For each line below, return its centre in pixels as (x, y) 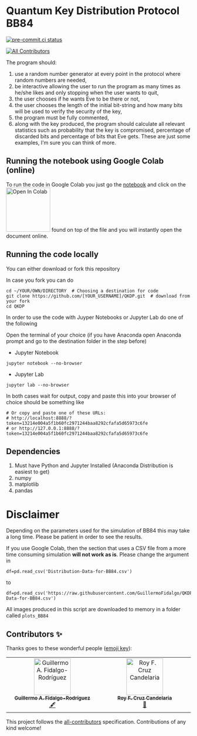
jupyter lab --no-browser (38, 385)
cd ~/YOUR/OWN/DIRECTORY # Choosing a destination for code (82, 291)
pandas (24, 491)
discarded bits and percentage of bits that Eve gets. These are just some (102, 136)
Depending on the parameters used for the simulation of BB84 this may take (98, 531)
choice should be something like (45, 402)
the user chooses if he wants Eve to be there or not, (77, 99)
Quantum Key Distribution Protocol (93, 11)
